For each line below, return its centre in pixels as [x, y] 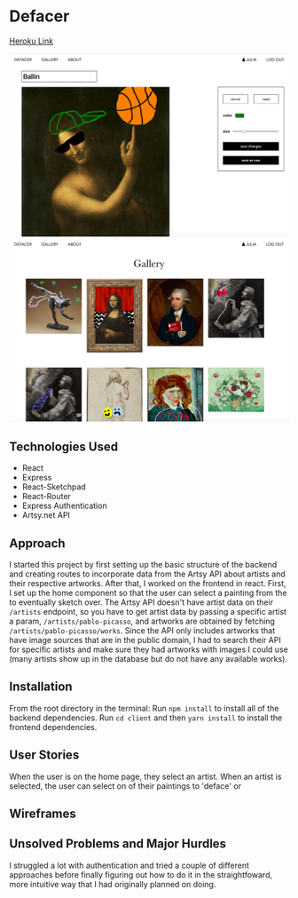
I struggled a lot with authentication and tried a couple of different [129, 865]
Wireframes [43, 814]
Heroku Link [31, 41]
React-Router [46, 497]
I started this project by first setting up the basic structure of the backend [143, 565]
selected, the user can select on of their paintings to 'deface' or [125, 786]
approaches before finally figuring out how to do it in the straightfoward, [141, 874]
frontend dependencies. [53, 727]
